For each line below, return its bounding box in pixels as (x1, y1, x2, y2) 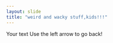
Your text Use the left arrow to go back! (6, 30, 103, 37)
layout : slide (6, 8, 42, 15)
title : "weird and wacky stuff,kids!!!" (6, 14, 108, 20)
